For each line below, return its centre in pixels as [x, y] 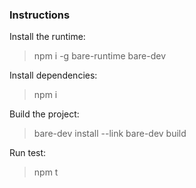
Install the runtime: [47, 37]
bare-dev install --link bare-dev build [110, 134]
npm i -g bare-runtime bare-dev [100, 56]
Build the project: [44, 114]
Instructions [40, 15]
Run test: [28, 153]
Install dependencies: [53, 75]
